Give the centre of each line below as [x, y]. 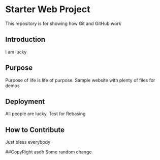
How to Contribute [35, 130]
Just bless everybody [28, 142]
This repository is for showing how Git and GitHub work [63, 23]
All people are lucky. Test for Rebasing [45, 114]
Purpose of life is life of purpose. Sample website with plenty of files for [80, 80]
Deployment [25, 101]
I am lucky [16, 51]
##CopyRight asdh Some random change [49, 152]
